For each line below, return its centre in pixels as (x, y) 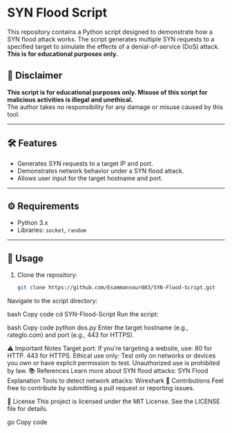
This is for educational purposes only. (63, 54)
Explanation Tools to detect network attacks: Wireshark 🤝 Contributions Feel (116, 381)
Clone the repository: (47, 275)
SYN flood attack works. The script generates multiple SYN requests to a (111, 39)
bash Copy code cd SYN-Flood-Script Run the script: (83, 314)
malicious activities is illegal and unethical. (70, 99)
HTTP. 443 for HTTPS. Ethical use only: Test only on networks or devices (112, 356)
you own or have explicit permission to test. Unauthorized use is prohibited (114, 363)
